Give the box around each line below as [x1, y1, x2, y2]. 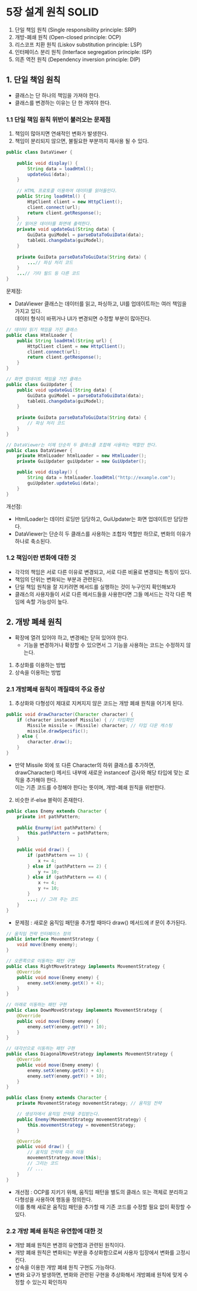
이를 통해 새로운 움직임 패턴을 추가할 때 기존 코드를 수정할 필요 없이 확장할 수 [14, 1203, 192, 1210]
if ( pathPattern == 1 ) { [27, 852, 89, 858]
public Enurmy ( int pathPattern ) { [17, 825, 102, 831]
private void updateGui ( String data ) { [17, 227, 115, 232]
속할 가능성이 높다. [25, 598, 69, 605]
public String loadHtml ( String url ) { [17, 337, 112, 344]
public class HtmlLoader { [6, 332, 73, 338]
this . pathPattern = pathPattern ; [27, 830, 110, 836]
